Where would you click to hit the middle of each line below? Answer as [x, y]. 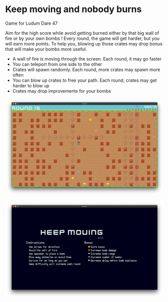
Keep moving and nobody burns [73, 9]
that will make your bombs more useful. [46, 49]
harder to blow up [31, 85]
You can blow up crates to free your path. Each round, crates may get [85, 80]
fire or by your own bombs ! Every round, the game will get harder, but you [82, 38]
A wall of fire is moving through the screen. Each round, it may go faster [87, 58]
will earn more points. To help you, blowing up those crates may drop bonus [84, 43]
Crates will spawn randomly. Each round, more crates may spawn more [86, 70]
